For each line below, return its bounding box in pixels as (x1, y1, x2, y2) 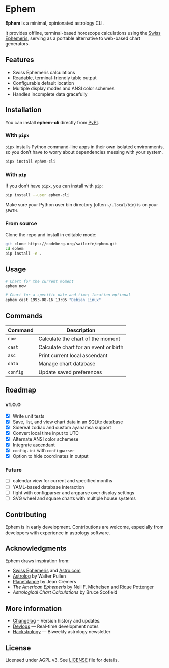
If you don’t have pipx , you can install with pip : (5, 182, 103, 189)
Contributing (5, 511, 47, 519)
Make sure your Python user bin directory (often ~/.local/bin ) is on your (5, 201, 158, 208)
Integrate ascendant (12, 442, 55, 448)
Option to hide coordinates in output (12, 453, 89, 459)
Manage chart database (38, 360, 96, 367)
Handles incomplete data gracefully (12, 90, 88, 97)
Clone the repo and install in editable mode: (5, 232, 97, 238)
